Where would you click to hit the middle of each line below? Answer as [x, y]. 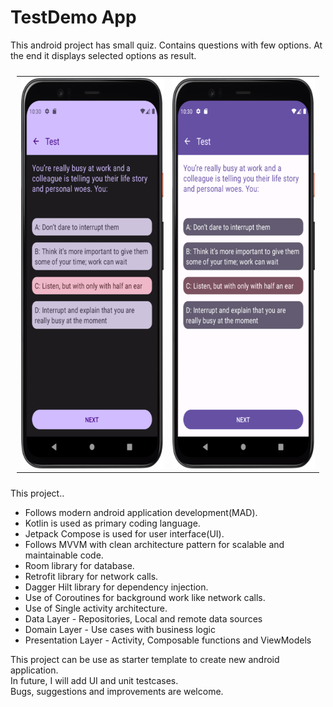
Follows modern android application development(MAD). [141, 513]
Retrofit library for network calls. [91, 577]
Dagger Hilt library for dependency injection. [116, 587]
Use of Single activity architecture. [96, 608]
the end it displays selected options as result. [103, 55]
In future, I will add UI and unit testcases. [94, 681]
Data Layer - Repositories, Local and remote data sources [143, 619]
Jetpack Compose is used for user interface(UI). [124, 534]
